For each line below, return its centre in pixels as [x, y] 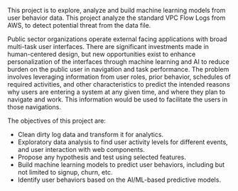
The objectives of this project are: [57, 121]
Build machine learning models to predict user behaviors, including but [121, 165]
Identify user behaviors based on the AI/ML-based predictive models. [119, 180]
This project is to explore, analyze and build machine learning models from [117, 10]
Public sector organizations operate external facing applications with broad [117, 39]
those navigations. [34, 107]
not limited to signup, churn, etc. [65, 172]
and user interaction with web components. [81, 149]
